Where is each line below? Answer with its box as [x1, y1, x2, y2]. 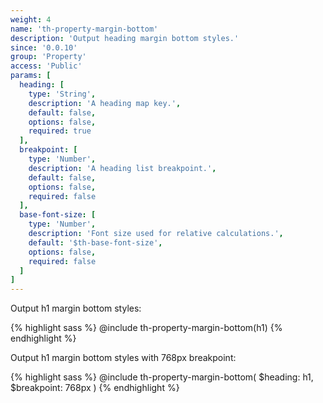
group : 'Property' [10, 52, 87, 62]
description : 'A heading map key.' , [28, 98, 182, 108]
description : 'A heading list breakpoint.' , [28, 163, 217, 173]
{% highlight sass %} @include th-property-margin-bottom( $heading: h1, [10, 371, 314, 383]
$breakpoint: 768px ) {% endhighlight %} [10, 382, 180, 394]
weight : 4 [10, 14, 52, 25]
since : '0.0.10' [10, 42, 78, 53]
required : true [28, 126, 92, 136]
